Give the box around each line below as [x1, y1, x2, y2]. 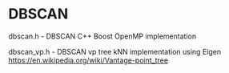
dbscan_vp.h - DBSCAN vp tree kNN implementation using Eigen [8, 47, 222, 56]
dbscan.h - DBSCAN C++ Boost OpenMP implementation [8, 31, 197, 41]
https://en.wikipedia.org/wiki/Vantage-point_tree [8, 55, 168, 65]
